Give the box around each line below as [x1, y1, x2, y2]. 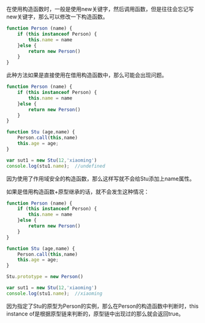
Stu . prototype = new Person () [6, 274, 84, 280]
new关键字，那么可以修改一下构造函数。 [6, 13, 108, 20]
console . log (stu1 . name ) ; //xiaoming [6, 290, 103, 297]
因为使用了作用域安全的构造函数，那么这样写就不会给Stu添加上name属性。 [6, 174, 195, 182]
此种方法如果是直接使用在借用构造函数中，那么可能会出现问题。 [6, 71, 167, 79]
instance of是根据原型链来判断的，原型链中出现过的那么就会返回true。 [6, 309, 184, 317]
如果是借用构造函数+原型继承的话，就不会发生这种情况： [6, 188, 150, 195]
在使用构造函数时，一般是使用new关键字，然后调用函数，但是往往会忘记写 [6, 6, 194, 12]
